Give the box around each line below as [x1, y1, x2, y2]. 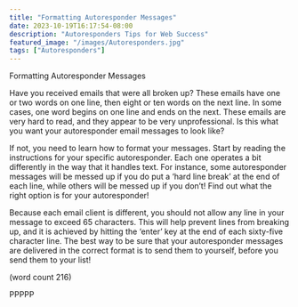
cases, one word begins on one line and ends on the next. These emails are [9, 107, 286, 117]
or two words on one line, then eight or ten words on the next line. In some [9, 97, 282, 108]
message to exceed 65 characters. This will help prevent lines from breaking [9, 217, 290, 228]
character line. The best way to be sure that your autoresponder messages [9, 236, 284, 246]
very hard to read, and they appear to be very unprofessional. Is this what [9, 117, 278, 127]
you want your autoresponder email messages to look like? [9, 125, 225, 136]
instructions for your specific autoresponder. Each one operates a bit [9, 152, 262, 163]
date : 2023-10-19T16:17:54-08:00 [9, 21, 133, 30]
